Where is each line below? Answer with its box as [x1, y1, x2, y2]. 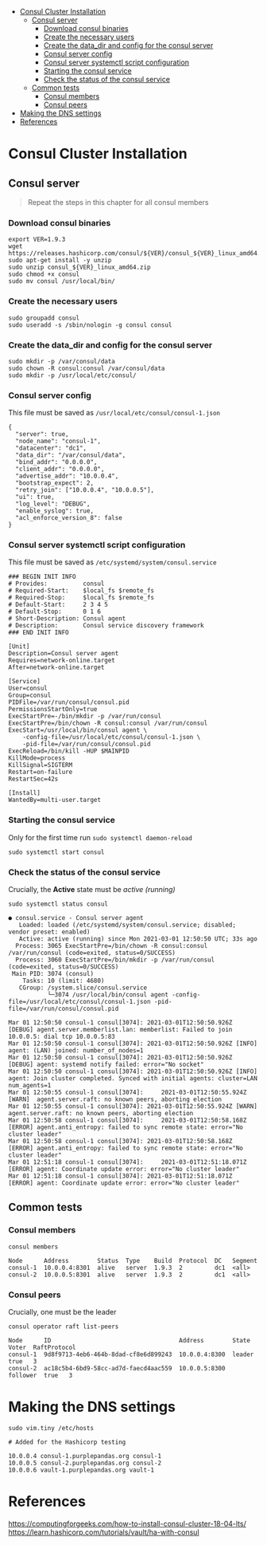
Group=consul [8, 691, 52, 700]
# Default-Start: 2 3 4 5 [8, 601, 109, 609]
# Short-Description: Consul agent [8, 615, 126, 623]
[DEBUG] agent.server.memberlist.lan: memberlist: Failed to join [8, 1026, 233, 1034]
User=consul [8, 685, 48, 693]
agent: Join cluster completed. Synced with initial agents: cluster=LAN [8, 1075, 258, 1083]
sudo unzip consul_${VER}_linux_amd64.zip [8, 263, 151, 272]
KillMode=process [8, 754, 66, 762]
